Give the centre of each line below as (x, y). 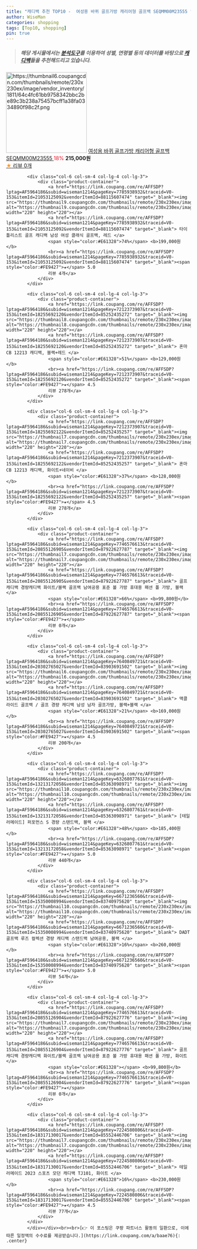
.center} (17, 1241)
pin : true (18, 33)
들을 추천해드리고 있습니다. (61, 60)
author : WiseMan (26, 17)
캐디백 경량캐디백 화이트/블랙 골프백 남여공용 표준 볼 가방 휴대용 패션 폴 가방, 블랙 (95, 588)
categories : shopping (33, 22)
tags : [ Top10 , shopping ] (36, 28)
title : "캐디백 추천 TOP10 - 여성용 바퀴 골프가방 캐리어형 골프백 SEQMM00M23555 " (99, 11)
